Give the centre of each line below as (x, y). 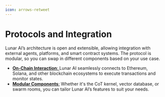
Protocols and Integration (59, 34)
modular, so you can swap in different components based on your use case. (82, 58)
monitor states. (28, 78)
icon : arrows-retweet (27, 10)
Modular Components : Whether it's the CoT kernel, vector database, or (86, 84)
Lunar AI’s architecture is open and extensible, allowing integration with (78, 48)
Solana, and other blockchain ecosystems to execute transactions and (84, 73)
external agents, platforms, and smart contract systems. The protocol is (78, 53)
